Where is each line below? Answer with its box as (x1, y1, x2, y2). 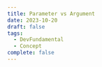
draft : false (7, 23, 45, 30)
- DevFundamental (13, 36, 64, 43)
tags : (7, 29, 23, 37)
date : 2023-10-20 (7, 17, 58, 24)
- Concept (13, 43, 42, 50)
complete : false (7, 50, 54, 57)
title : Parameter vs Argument (7, 10, 96, 17)
